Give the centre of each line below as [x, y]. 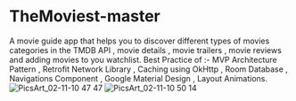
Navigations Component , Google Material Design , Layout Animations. [139, 78]
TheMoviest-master [85, 16]
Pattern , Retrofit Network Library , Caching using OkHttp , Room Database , [148, 69]
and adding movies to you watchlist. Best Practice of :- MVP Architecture [144, 59]
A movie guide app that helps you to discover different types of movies [140, 41]
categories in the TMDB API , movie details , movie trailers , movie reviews [146, 50]
